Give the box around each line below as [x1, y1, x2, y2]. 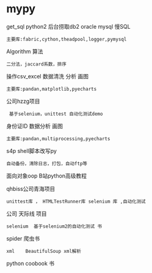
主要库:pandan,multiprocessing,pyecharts [6, 135, 110, 142]
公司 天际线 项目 [6, 210, 47, 217]
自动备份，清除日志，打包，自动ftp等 [6, 160, 87, 166]
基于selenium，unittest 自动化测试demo [9, 111, 103, 117]
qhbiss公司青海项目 [6, 185, 56, 192]
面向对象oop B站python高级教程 [6, 172, 87, 179]
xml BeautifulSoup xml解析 [6, 248, 81, 254]
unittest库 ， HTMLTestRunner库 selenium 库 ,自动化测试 [6, 198, 146, 204]
